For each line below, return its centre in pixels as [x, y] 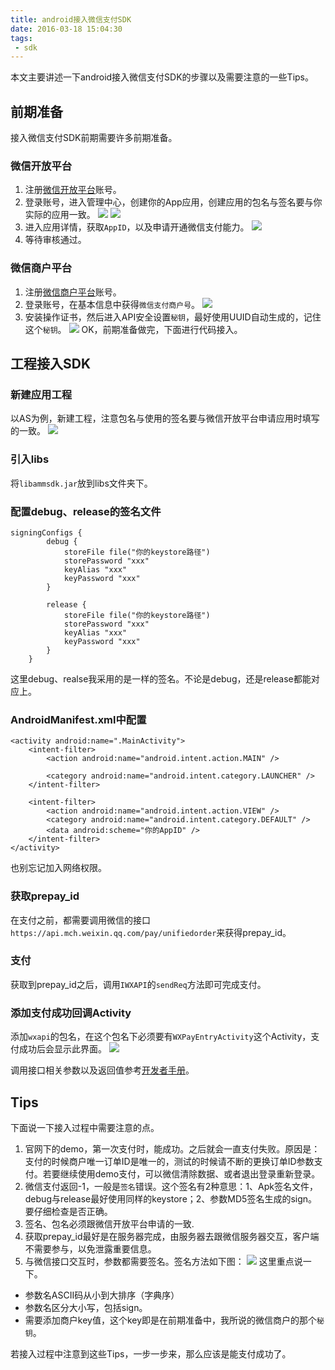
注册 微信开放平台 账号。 [73, 190]
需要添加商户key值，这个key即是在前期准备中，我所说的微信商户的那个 [171, 1320]
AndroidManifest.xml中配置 [78, 719]
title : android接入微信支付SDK [71, 19]
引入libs [30, 459]
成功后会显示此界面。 [62, 1049]
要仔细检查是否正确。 [68, 1211]
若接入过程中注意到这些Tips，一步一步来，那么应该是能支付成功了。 [151, 1353]
